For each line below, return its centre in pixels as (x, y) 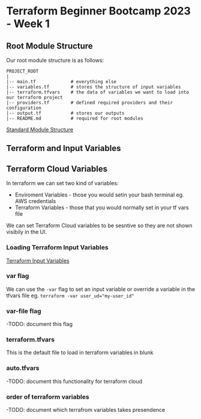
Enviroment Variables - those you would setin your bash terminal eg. (99, 195)
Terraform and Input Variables (64, 148)
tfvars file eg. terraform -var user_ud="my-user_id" (70, 296)
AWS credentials (35, 201)
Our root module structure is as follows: (55, 60)
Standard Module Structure (40, 129)
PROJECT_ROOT (22, 71)
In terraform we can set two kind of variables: (62, 183)
